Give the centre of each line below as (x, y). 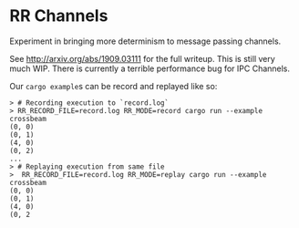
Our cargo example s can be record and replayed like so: (113, 86)
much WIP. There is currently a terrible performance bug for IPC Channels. (149, 68)
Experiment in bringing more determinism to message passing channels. (145, 41)
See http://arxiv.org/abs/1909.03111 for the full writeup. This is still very (142, 58)
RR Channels (59, 16)
